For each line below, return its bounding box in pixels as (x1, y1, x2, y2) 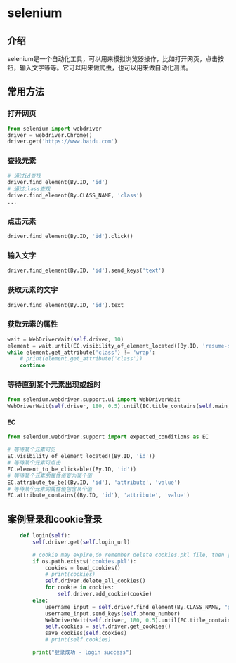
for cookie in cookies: (44, 584, 114, 591)
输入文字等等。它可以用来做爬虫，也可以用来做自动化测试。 (19, 63, 192, 72)
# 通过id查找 (7, 172, 41, 180)
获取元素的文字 (7, 285, 58, 295)
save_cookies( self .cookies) (44, 630, 128, 637)
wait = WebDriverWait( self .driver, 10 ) (7, 336, 124, 343)
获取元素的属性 (7, 320, 58, 329)
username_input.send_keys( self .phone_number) (44, 610, 181, 617)
